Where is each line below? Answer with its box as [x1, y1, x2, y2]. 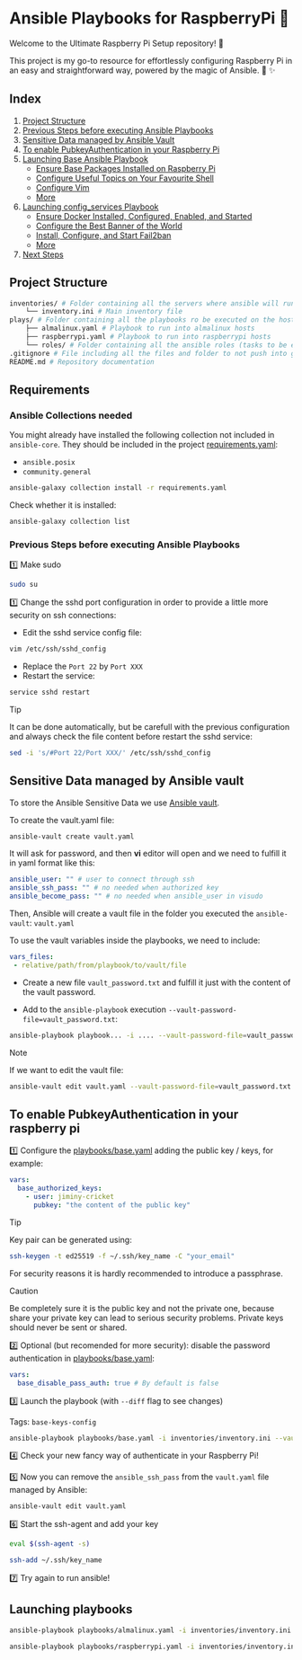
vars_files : [9, 953, 54, 962]
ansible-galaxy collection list [9, 517, 130, 527]
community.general [22, 467, 92, 477]
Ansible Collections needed [9, 409, 133, 422]
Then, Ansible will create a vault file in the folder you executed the [9, 908, 254, 919]
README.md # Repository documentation [9, 357, 155, 367]
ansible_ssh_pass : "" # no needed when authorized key [9, 883, 219, 892]
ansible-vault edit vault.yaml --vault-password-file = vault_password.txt [9, 1082, 292, 1091]
